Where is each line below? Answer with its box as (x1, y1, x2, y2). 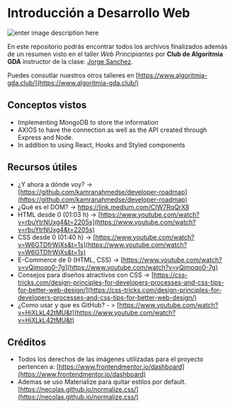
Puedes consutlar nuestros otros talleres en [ (7, 71, 139, 79)
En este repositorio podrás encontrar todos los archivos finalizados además (7, 42, 228, 50)
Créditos (7, 336, 47, 348)
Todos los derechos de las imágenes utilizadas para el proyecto (17, 355, 204, 363)
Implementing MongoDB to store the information (17, 118, 159, 126)
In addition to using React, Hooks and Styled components (17, 140, 185, 149)
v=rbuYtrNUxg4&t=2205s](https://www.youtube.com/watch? (17, 218, 196, 226)
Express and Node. (17, 133, 74, 141)
